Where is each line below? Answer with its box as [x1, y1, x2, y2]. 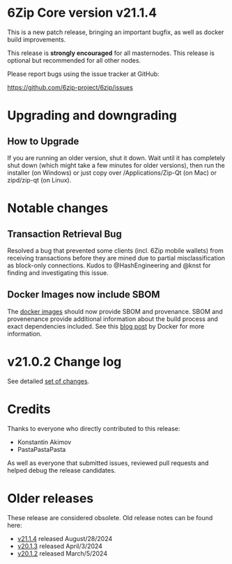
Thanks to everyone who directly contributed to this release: [7, 424, 180, 432]
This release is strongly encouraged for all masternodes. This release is [7, 49, 215, 57]
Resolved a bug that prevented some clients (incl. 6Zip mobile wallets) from [7, 246, 224, 255]
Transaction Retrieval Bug [7, 228, 122, 240]
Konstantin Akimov [17, 437, 72, 446]
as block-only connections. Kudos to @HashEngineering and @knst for [7, 261, 211, 269]
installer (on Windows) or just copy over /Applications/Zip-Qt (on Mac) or [7, 169, 217, 177]
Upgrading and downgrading [7, 108, 178, 123]
